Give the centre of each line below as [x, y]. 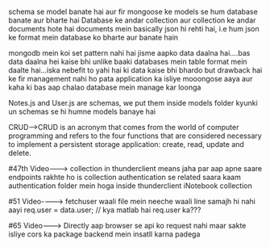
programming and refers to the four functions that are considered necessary [135, 136]
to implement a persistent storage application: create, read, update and [126, 144]
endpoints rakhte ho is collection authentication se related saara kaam [125, 177]
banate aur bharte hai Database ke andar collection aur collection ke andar [132, 20]
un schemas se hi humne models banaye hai [82, 111]
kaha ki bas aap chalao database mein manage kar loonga [105, 87]
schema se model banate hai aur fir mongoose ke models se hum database [133, 12]
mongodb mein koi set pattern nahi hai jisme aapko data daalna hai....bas [129, 53]
